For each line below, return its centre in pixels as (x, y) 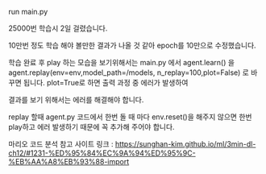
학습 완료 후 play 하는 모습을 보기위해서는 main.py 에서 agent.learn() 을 (122, 62)
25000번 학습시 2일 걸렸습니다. (58, 28)
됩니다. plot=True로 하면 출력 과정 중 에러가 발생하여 (106, 83)
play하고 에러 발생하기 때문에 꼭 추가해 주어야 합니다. (91, 127)
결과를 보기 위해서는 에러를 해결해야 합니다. (76, 99)
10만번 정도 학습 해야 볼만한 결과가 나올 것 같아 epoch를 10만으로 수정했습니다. (132, 45)
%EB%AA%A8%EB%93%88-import (69, 162)
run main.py (28, 12)
